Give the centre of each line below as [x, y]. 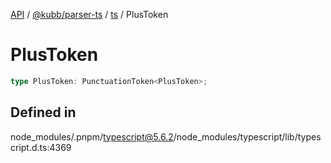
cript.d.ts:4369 [41, 147]
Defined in [43, 112]
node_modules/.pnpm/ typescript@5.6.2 [92, 136]
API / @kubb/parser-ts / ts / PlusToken [89, 14]
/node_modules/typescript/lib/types [247, 136]
